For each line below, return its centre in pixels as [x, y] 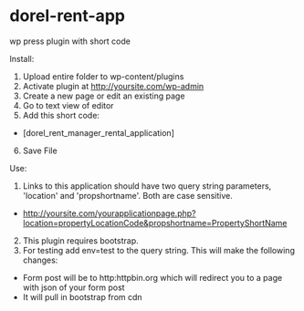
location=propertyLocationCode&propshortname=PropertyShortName [155, 223]
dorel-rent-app [68, 16]
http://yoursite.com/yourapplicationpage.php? [109, 213]
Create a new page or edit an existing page [104, 96]
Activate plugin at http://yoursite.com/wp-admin [113, 86]
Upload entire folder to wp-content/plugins [103, 76]
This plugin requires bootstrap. [80, 240]
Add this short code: [61, 115]
